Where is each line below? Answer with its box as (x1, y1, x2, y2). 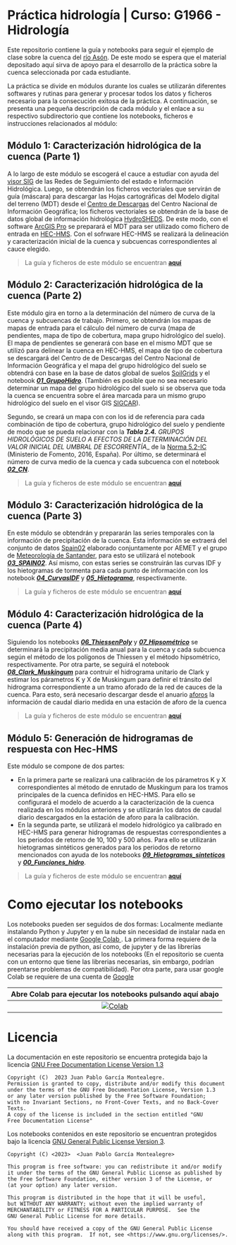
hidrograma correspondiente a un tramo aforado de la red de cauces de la (7, 683, 223, 692)
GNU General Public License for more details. (7, 1212, 147, 1220)
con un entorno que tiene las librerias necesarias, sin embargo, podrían (7, 957, 215, 966)
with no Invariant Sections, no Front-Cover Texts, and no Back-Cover (7, 1099, 219, 1106)
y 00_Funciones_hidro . (17, 858, 87, 866)
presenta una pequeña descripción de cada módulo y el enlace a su (7, 104, 204, 112)
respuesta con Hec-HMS (7, 743, 118, 755)
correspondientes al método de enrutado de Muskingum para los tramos (17, 783, 229, 791)
